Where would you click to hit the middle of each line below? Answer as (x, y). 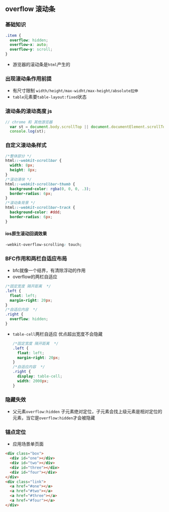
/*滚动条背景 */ (20, 203)
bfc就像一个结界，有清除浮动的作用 (49, 271)
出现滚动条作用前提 (28, 79)
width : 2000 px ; (33, 381)
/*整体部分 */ (18, 156)
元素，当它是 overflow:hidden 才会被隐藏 (54, 418)
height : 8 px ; (23, 170)
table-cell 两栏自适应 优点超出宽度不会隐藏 (58, 334)
